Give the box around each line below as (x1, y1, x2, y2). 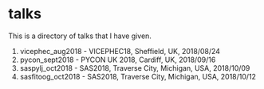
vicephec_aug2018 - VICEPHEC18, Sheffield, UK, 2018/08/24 (19, 46, 221, 56)
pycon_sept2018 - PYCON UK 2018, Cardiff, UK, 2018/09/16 (19, 55, 216, 64)
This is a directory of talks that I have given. (8, 31, 152, 41)
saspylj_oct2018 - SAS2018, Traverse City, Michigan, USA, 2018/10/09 (19, 63, 250, 72)
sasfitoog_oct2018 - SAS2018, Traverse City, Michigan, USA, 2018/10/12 (19, 72, 257, 81)
